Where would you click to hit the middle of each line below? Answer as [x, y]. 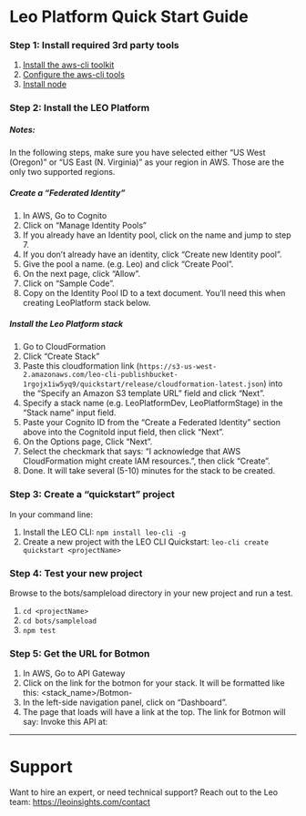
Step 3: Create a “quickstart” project [92, 495]
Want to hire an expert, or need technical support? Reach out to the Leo [144, 792]
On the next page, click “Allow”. [82, 274]
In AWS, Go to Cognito [65, 216]
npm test [39, 630]
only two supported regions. [62, 172]
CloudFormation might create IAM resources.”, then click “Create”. [146, 461]
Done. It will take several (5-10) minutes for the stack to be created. [149, 471]
